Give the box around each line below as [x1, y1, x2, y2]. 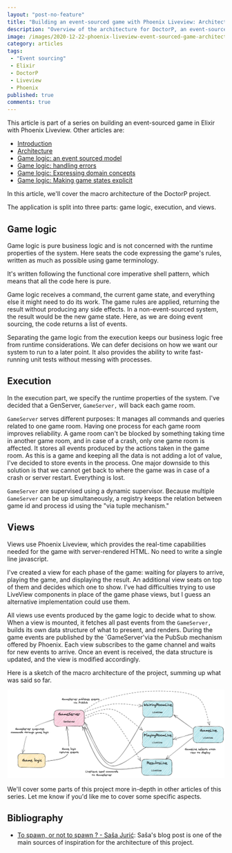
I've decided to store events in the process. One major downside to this [7, 458, 210, 467]
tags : [7, 48, 23, 55]
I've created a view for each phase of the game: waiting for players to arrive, [7, 568, 225, 576]
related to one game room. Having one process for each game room [7, 422, 201, 430]
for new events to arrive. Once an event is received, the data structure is [7, 647, 213, 656]
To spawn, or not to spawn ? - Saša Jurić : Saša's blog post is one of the [17, 831, 222, 839]
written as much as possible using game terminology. [7, 256, 159, 264]
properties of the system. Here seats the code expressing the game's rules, [7, 249, 222, 257]
